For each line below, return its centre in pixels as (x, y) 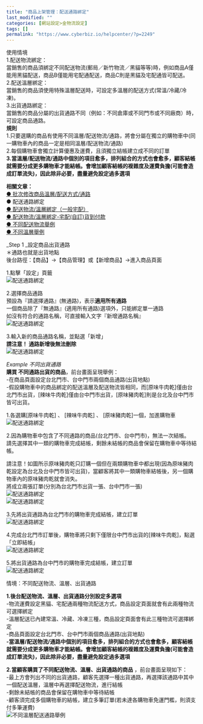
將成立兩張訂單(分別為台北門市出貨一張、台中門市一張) (75, 487)
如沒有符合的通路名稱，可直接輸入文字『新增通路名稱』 (75, 316)
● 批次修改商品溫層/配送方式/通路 (48, 194)
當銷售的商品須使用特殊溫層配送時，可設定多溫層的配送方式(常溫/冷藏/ (94, 90)
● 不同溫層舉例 (25, 232)
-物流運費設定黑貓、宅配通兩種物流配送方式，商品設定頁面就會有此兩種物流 (100, 604)
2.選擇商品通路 (25, 293)
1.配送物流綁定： (27, 60)
